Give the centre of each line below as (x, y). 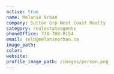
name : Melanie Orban (32, 17)
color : (14, 51)
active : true (22, 12)
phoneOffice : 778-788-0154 (40, 34)
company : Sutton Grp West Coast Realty (56, 23)
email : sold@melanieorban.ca (43, 39)
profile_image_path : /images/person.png (58, 61)
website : (17, 56)
